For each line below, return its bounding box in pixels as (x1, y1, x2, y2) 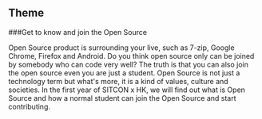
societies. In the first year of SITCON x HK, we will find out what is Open (8, 85, 246, 94)
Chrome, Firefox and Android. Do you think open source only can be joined (8, 51, 255, 60)
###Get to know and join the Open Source (8, 27, 148, 36)
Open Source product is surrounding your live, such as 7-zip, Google (8, 43, 235, 52)
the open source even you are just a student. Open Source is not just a (8, 67, 240, 78)
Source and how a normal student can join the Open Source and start (8, 93, 237, 102)
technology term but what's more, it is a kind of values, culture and (8, 76, 229, 86)
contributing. (8, 102, 50, 111)
